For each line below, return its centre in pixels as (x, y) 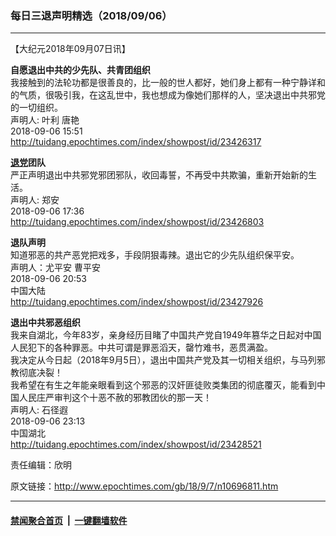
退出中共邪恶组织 (45, 323)
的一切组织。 (36, 108)
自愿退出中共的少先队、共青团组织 (80, 70)
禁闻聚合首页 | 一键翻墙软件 (69, 520)
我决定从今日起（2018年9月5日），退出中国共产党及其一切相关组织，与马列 (163, 360)
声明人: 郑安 (35, 200)
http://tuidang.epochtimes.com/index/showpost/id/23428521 (136, 444)
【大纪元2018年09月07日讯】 (70, 49)
